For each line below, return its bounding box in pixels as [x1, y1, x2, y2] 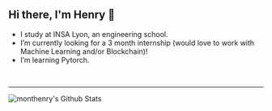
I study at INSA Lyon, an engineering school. [19, 29, 168, 39]
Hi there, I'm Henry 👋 [8, 8, 116, 22]
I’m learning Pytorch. [19, 55, 90, 64]
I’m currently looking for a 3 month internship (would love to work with [19, 38, 255, 47]
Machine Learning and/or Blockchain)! [19, 46, 148, 56]
